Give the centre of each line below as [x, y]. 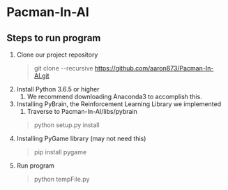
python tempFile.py [62, 179]
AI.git [41, 75]
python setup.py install [67, 125]
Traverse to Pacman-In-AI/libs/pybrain [82, 111]
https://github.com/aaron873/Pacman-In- [154, 68]
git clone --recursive [63, 68]
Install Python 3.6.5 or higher [58, 89]
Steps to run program [54, 38]
